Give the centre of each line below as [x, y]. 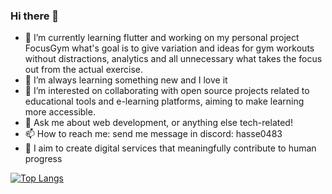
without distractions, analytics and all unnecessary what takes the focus [173, 59]
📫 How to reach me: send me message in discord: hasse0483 [153, 134]
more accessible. [60, 112]
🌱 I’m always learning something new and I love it [126, 80]
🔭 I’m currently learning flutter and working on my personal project [162, 38]
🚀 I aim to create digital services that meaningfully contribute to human [170, 148]
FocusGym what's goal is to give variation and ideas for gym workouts [169, 48]
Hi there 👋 [35, 16]
